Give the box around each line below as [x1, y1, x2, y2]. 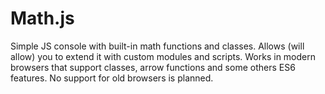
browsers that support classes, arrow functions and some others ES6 [10, 61, 296, 73]
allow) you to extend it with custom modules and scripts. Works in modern [10, 50, 316, 62]
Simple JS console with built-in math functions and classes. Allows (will [10, 40, 305, 52]
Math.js [10, 7, 75, 30]
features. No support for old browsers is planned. [10, 72, 214, 84]
